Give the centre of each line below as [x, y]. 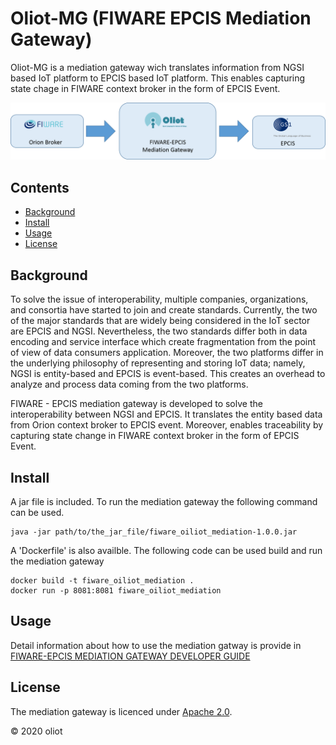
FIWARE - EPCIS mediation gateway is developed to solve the [136, 404]
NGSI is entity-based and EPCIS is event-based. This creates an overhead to [168, 374]
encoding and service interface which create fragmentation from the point [163, 342]
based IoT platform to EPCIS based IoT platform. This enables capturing [158, 78]
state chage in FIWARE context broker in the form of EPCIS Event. [145, 88]
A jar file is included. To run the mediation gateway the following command [164, 501]
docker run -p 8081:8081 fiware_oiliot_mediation [116, 590]
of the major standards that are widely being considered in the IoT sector [160, 321]
